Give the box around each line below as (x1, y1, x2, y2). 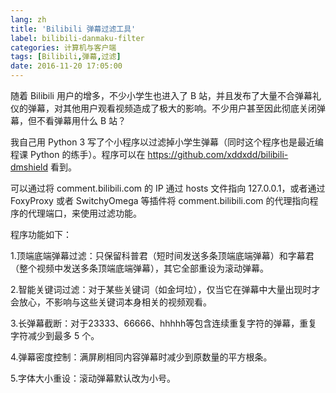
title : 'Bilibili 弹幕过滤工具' (10, 24, 137, 34)
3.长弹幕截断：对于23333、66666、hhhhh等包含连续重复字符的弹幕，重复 (10, 317, 318, 329)
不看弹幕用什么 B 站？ (36, 115, 127, 126)
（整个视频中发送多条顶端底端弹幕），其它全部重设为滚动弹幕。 (10, 262, 269, 274)
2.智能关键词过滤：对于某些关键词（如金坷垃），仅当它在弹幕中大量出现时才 (10, 284, 321, 295)
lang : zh (10, 14, 47, 25)
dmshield (10, 161, 49, 173)
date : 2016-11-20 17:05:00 (10, 61, 123, 71)
